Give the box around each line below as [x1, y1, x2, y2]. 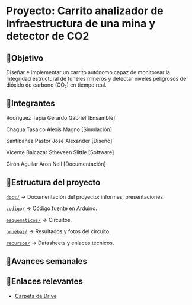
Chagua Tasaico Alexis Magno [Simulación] [6, 126, 113, 133]
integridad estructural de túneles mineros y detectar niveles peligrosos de [6, 75, 187, 82]
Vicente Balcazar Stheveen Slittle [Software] [6, 148, 114, 155]
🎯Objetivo [6, 53, 43, 63]
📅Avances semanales [6, 256, 88, 266]
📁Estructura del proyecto [6, 177, 101, 188]
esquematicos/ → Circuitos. [6, 216, 72, 223]
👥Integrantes [6, 99, 55, 109]
